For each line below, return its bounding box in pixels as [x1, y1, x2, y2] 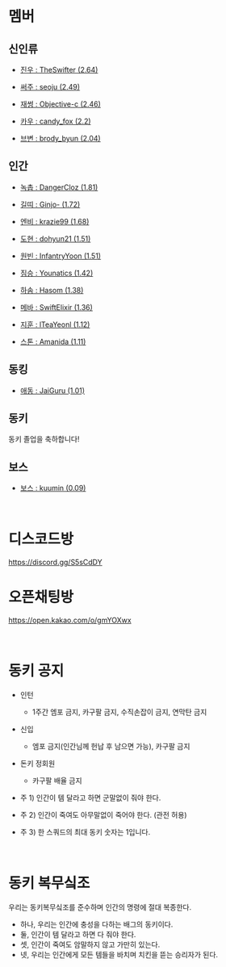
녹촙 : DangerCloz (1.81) [19, 182, 98, 192]
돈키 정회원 [19, 759, 56, 768]
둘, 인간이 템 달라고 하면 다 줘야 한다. [19, 930, 136, 939]
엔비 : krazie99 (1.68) [19, 216, 90, 226]
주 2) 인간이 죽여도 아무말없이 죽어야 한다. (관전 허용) [19, 810, 187, 820]
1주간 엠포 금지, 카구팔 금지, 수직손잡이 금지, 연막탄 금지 [31, 707, 207, 717]
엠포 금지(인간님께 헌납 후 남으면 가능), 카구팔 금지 [31, 742, 190, 751]
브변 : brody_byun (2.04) [19, 134, 101, 143]
